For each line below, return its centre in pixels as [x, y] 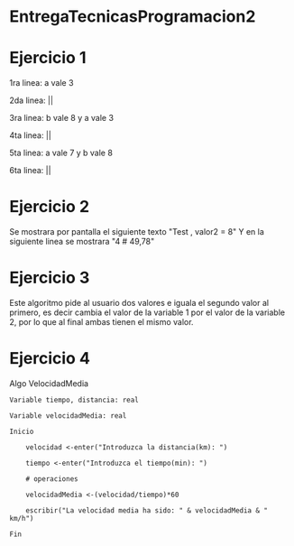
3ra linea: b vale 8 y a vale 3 [62, 118]
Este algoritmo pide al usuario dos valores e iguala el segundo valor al [139, 303]
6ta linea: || [30, 171]
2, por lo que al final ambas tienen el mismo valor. [101, 322]
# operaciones [52, 479]
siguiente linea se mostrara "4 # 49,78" [82, 242]
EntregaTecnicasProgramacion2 [133, 17]
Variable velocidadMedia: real [68, 416]
